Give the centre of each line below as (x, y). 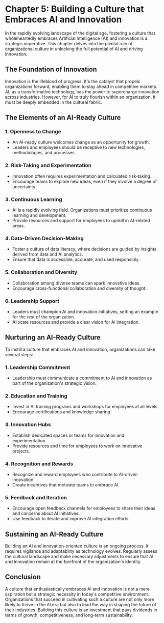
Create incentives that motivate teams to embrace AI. (66, 484)
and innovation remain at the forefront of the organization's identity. (73, 562)
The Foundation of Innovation (51, 70)
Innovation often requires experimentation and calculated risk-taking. (82, 176)
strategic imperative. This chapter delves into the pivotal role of (69, 43)
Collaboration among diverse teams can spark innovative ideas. (76, 283)
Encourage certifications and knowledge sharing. (62, 412)
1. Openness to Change (33, 132)
